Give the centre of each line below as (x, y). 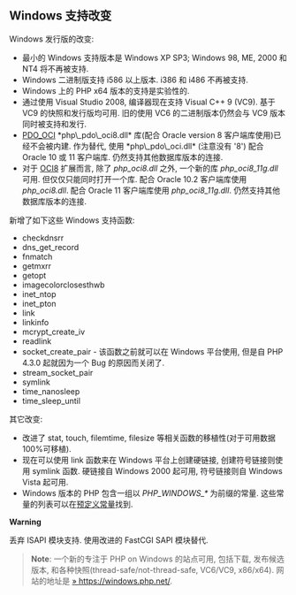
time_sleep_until (51, 400)
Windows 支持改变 (61, 16)
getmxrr (36, 266)
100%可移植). (47, 448)
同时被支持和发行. (54, 124)
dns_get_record (50, 247)
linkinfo (35, 322)
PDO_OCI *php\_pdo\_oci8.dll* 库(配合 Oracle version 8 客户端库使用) (148, 134)
